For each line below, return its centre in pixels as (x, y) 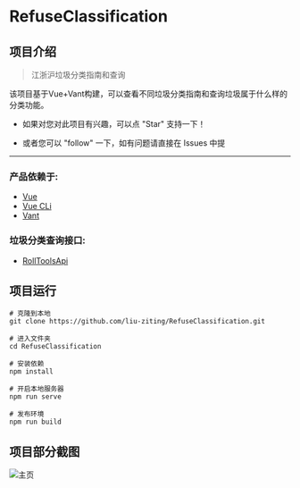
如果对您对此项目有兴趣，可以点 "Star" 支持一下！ (114, 124)
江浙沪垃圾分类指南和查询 (78, 75)
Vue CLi (37, 206)
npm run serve (36, 397)
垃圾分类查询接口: (48, 240)
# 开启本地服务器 (37, 389)
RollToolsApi (45, 260)
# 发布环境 (27, 414)
